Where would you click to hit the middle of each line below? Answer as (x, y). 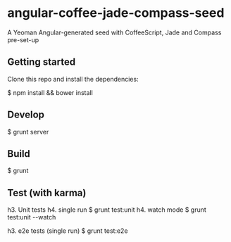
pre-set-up (23, 39)
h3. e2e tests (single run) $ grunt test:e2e (68, 231)
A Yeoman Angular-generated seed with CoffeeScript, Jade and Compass (114, 32)
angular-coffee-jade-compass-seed (116, 13)
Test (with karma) (47, 192)
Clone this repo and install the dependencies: (73, 79)
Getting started (42, 62)
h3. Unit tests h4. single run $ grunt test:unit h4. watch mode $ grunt (107, 210)
